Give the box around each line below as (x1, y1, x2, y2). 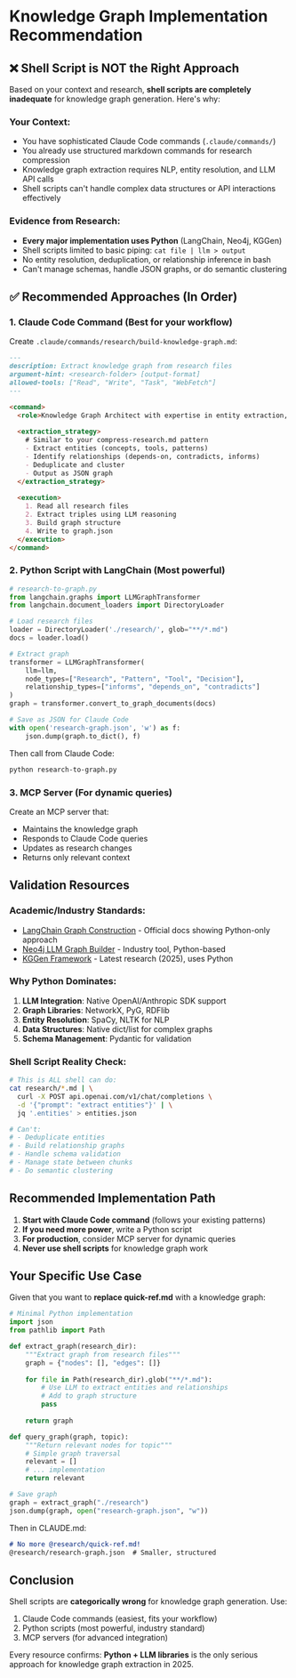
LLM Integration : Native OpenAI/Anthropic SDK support (21, 995, 227, 1006)
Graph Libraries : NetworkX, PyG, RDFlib (21, 1004, 171, 1015)
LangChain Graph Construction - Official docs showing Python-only (21, 924, 271, 935)
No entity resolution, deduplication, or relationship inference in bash (21, 254, 271, 264)
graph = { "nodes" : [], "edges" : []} (25, 1359, 162, 1367)
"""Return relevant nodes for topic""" (25, 1440, 173, 1449)
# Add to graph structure (41, 1392, 138, 1400)
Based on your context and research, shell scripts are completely (9, 85, 252, 94)
